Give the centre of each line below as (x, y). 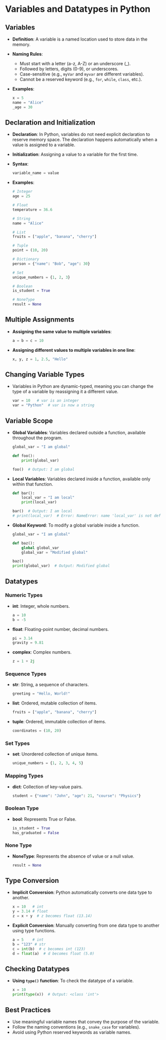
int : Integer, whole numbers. (41, 606)
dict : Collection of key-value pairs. (47, 787)
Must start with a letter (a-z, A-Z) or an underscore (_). (75, 63)
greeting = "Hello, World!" (41, 694)
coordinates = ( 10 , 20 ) (37, 731)
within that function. (33, 484)
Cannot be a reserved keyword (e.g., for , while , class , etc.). (81, 79)
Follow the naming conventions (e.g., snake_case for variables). (76, 1027)
